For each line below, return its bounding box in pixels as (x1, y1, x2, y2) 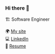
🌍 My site (5, 28, 26, 34)
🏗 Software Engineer (5, 16, 50, 22)
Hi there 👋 (5, 5, 30, 12)
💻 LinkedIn (5, 36, 29, 42)
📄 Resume (5, 43, 26, 49)
